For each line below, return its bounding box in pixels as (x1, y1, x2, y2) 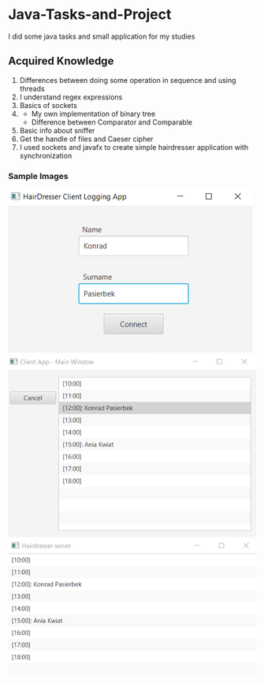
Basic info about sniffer (19, 125, 95, 135)
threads (19, 84, 45, 93)
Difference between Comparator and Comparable (31, 117, 193, 127)
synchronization (19, 151, 73, 160)
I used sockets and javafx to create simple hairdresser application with (19, 142, 249, 151)
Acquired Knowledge (8, 54, 114, 68)
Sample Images (8, 170, 69, 181)
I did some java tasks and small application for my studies (8, 32, 195, 41)
